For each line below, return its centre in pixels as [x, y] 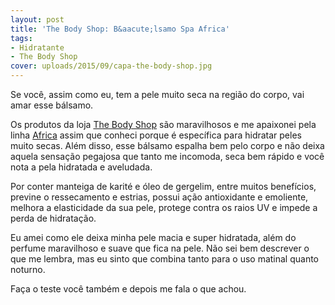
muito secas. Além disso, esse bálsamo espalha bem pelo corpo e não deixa [167, 145]
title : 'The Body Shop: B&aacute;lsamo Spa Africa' [120, 29]
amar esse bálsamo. [52, 105]
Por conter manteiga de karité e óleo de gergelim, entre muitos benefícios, [163, 186]
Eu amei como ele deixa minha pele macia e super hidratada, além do [153, 237]
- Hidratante [37, 47]
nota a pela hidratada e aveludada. [81, 167]
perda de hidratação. [53, 218]
